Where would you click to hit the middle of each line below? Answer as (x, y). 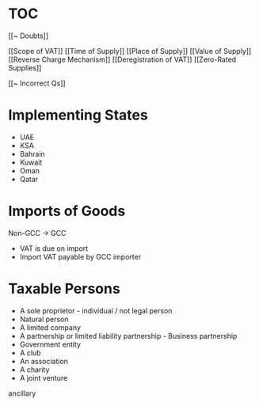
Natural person (44, 319)
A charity (34, 370)
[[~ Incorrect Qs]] (37, 83)
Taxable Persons (64, 289)
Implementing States (78, 115)
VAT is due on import (54, 248)
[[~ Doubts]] (29, 36)
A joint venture (44, 378)
